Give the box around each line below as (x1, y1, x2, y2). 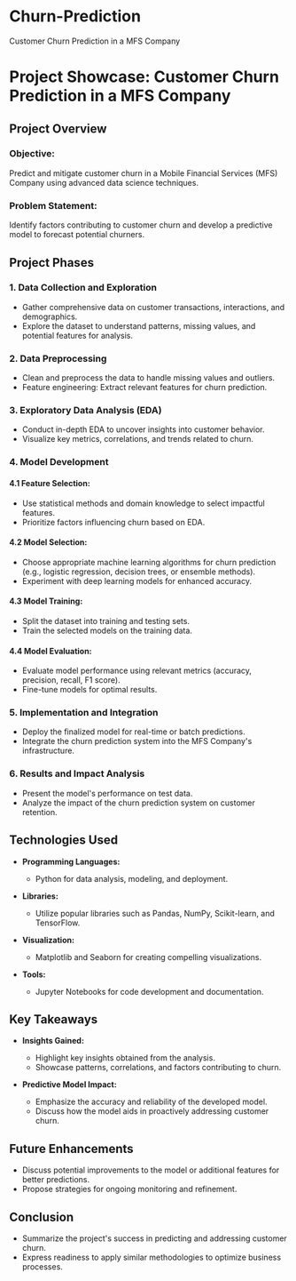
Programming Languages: (21, 856, 121, 867)
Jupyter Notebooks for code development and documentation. (35, 986, 264, 997)
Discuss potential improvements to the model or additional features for (21, 1165, 280, 1175)
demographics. (21, 311, 78, 322)
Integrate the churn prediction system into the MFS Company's (21, 736, 253, 747)
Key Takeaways (9, 1012, 98, 1027)
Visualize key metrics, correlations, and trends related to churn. (21, 434, 254, 444)
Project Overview (9, 121, 107, 136)
